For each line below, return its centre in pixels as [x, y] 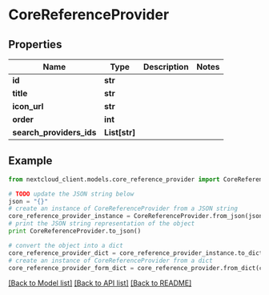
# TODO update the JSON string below [71, 194]
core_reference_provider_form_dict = [71, 268]
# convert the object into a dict [66, 245]
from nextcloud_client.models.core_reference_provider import [114, 179]
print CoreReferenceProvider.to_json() [75, 231]
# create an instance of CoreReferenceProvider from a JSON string [123, 209]
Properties [35, 44]
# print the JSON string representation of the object [102, 224]
